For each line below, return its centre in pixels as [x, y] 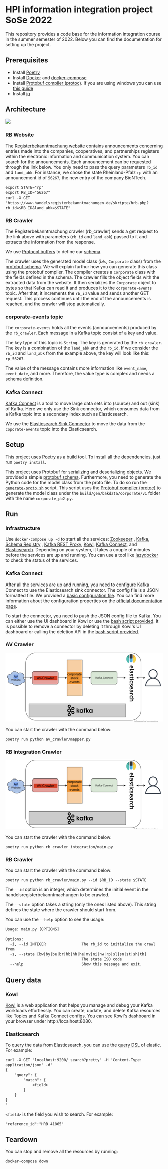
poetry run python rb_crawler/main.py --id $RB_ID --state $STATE [76, 880]
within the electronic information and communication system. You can [77, 156]
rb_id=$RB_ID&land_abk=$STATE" [38, 208]
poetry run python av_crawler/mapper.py [48, 739]
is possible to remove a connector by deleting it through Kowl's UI [73, 626]
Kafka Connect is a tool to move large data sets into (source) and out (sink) [83, 403]
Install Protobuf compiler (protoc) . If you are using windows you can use [87, 83]
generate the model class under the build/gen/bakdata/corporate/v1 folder [83, 493]
